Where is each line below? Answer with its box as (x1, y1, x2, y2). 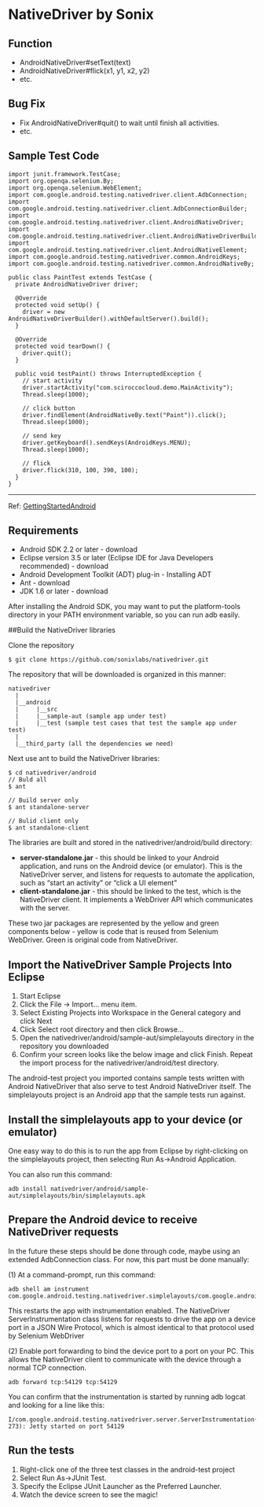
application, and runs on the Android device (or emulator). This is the (19, 862, 243, 871)
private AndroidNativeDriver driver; (15, 280, 139, 288)
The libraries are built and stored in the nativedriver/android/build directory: (8, 838, 253, 848)
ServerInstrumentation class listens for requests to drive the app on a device (8, 1314, 256, 1324)
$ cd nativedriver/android (8, 769, 97, 777)
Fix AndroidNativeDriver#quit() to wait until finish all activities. (19, 118, 220, 127)
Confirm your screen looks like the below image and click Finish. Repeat (19, 1050, 253, 1059)
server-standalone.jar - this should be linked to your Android (19, 853, 219, 862)
